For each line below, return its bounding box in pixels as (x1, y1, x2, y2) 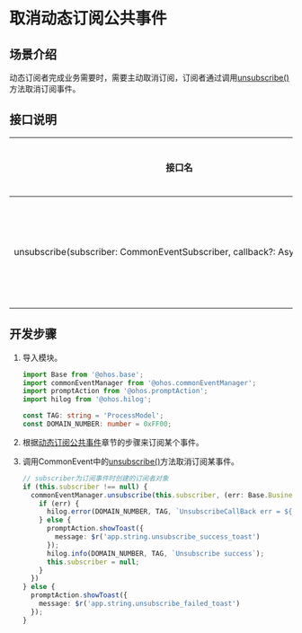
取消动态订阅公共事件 (9, 8, 168, 29)
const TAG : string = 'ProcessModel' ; (22, 411, 164, 420)
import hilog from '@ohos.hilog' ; (22, 395, 152, 404)
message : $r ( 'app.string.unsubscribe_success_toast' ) (55, 532, 261, 541)
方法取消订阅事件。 (9, 84, 81, 94)
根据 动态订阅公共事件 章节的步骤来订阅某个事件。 (22, 436, 204, 447)
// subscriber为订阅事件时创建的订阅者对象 (22, 473, 169, 483)
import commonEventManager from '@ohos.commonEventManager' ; (22, 378, 257, 387)
